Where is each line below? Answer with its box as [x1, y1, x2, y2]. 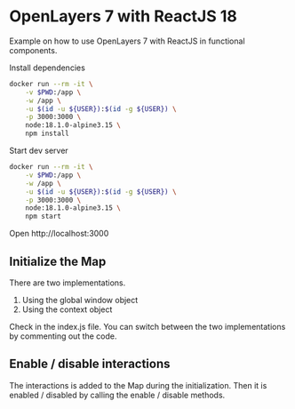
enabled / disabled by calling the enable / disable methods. [9, 389, 226, 400]
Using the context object [21, 304, 113, 315]
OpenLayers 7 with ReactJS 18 [9, 6, 237, 27]
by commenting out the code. [9, 331, 117, 341]
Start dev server [9, 145, 68, 156]
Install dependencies [9, 62, 86, 73]
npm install [25, 129, 69, 139]
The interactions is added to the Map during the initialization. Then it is [9, 380, 267, 390]
